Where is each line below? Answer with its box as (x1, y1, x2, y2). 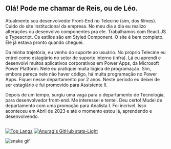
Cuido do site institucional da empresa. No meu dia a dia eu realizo (5, 23, 146, 29)
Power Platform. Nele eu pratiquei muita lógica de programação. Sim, (5, 65, 152, 71)
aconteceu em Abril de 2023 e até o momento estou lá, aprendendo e (5, 108, 153, 114)
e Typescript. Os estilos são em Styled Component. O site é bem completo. (5, 34, 164, 40)
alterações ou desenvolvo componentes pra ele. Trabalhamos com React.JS (5, 28, 166, 35)
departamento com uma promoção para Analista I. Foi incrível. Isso (5, 102, 147, 109)
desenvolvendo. (5, 113, 39, 119)
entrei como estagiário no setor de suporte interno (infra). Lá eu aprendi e (5, 55, 161, 61)
